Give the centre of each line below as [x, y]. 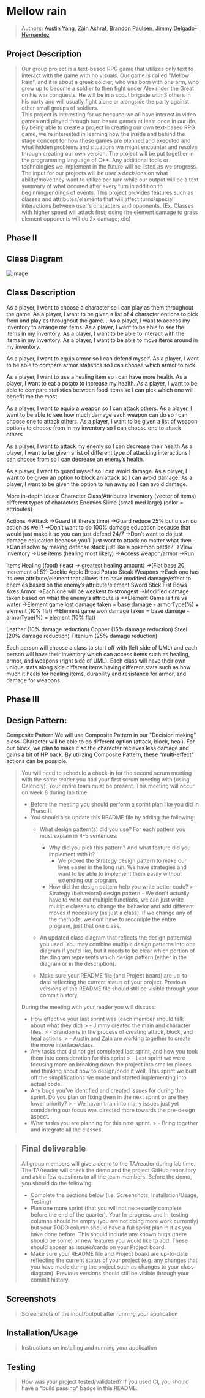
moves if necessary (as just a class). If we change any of [121, 913]
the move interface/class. [62, 1045]
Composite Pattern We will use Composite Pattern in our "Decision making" [101, 735]
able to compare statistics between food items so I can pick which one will [100, 390]
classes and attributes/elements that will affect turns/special [97, 199]
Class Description [41, 293]
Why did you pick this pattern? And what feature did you [120, 848]
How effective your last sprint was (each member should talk [107, 1019]
